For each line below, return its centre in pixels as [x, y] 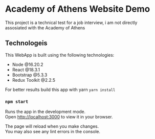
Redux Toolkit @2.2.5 [33, 80]
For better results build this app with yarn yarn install [60, 90]
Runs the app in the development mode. [45, 112]
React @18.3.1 [26, 69]
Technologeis [26, 43]
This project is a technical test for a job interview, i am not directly [71, 23]
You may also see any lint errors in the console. [53, 132]
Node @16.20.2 [28, 64]
